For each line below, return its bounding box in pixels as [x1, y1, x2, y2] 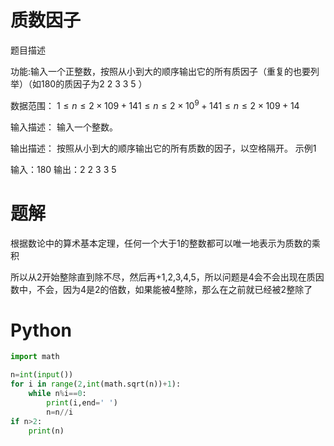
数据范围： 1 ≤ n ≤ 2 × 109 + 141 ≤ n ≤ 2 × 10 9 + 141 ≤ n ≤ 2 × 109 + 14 [10, 97, 300, 111]
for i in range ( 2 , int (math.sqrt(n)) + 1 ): [10, 379, 182, 390]
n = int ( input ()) [10, 370, 74, 380]
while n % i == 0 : [28, 389, 87, 399]
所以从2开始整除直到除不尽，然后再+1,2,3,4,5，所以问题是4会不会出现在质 [10, 271, 316, 283]
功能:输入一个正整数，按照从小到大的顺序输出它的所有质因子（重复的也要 [10, 65, 312, 77]
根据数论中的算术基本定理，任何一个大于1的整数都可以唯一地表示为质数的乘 [10, 237, 321, 249]
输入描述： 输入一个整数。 [10, 121, 118, 133]
